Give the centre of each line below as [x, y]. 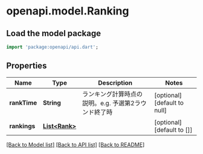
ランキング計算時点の [112, 94]
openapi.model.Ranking [68, 11]
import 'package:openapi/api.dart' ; [52, 47]
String [52, 102]
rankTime [23, 102]
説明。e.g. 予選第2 [108, 103]
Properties [27, 66]
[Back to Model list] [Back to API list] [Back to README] [76, 144]
